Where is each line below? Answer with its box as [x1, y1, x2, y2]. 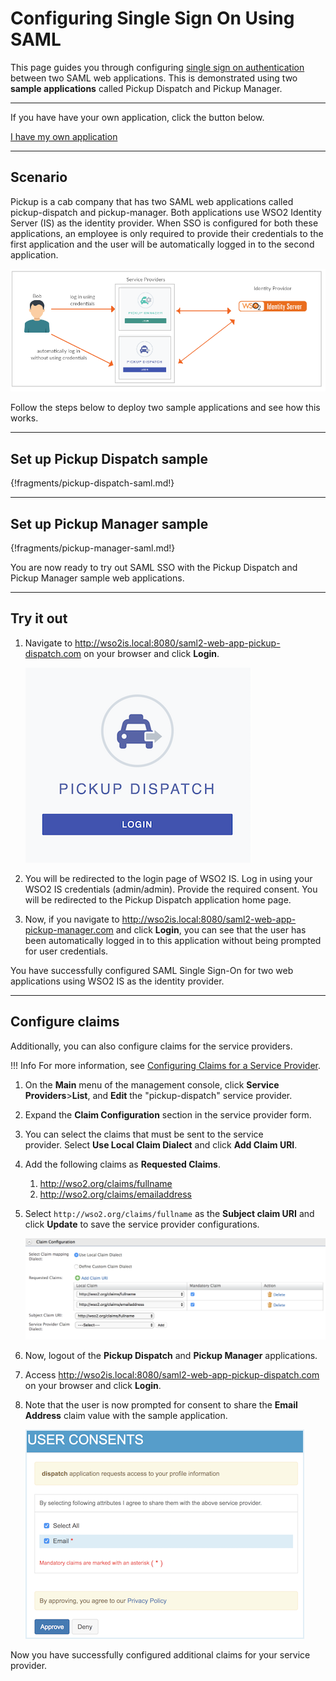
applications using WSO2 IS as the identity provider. [10, 975, 225, 987]
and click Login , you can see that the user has [115, 923, 307, 936]
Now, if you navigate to [24, 913, 120, 925]
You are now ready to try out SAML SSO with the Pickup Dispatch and [10, 561, 298, 573]
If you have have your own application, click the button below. [10, 111, 265, 123]
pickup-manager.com [24, 923, 114, 936]
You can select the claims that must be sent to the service [24, 1128, 264, 1140]
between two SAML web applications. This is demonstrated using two [10, 72, 298, 84]
